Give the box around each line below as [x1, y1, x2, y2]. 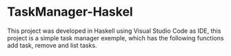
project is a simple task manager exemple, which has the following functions [7, 33, 224, 42]
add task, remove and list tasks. [7, 41, 98, 49]
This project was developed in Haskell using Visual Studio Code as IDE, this [7, 27, 221, 35]
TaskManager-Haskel [7, 4, 133, 20]
